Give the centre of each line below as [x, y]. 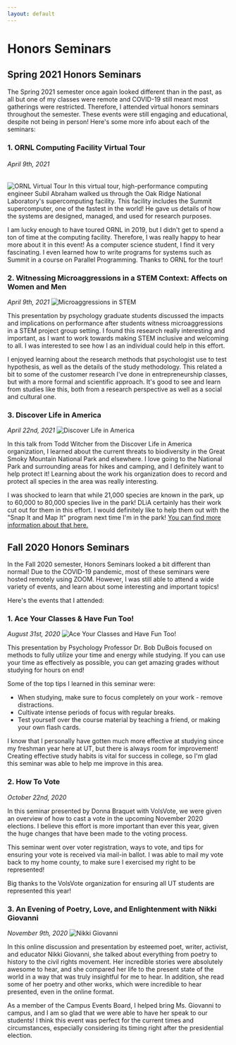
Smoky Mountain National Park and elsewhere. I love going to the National [115, 459]
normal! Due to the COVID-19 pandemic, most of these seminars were [108, 572]
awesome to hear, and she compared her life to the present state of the [111, 970]
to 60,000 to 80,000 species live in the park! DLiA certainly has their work [114, 503]
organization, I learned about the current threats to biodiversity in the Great [116, 451]
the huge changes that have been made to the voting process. [98, 833]
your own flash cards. [49, 728]
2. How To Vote [34, 782]
